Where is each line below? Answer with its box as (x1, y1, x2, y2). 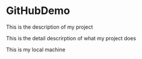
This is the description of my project (6, 23, 93, 30)
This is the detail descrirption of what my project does (6, 34, 136, 41)
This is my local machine (6, 46, 65, 53)
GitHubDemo (6, 4, 70, 18)
